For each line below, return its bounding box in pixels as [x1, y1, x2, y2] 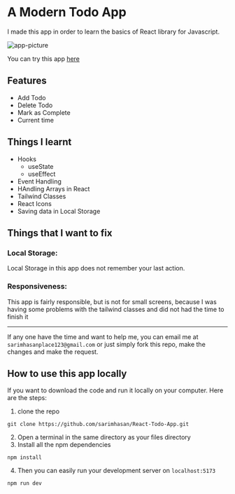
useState [27, 162, 54, 170]
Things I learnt [7, 136, 72, 148]
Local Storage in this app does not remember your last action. [7, 264, 185, 273]
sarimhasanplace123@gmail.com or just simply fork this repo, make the [7, 340, 206, 348]
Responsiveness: [7, 282, 68, 291]
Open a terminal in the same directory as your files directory [17, 433, 191, 441]
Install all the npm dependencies [17, 441, 111, 449]
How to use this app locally [7, 367, 127, 379]
